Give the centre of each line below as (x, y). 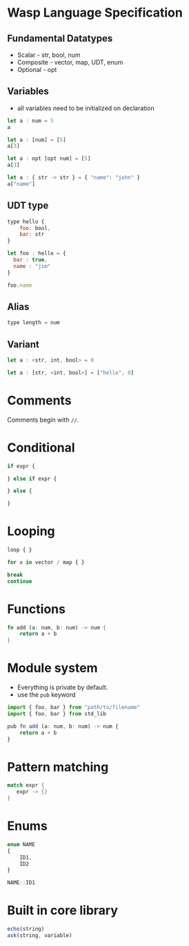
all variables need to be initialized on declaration (86, 108)
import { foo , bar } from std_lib (57, 714)
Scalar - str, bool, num (49, 55)
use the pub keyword (46, 695)
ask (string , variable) (40, 936)
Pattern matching (58, 767)
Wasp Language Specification (95, 13)
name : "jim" (32, 266)
